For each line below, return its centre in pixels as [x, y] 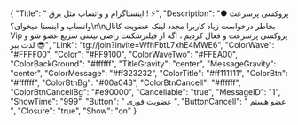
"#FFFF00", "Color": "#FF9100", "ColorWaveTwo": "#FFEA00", [124, 54]
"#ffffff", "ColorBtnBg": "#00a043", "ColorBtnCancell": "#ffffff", [125, 82]
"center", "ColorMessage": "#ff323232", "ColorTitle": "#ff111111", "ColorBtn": [149, 73]
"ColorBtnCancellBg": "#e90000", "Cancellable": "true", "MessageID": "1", [145, 92]
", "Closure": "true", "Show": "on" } [74, 111]
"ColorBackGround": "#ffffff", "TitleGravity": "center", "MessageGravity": [143, 64]
